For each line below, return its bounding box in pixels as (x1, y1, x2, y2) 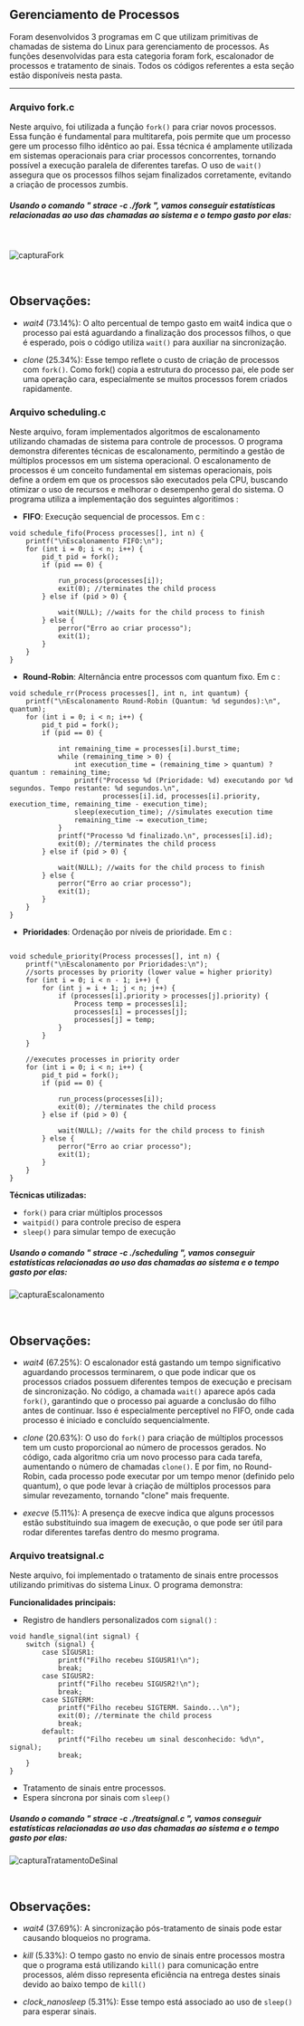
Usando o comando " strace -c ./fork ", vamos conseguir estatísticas (9, 199, 276, 211)
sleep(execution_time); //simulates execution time (73, 808, 273, 817)
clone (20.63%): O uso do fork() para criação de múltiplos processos (22, 1432, 284, 1443)
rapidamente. (22, 383, 72, 394)
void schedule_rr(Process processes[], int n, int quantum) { (9, 689, 249, 698)
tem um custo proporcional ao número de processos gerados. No (22, 1441, 267, 1452)
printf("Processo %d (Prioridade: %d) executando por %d (73, 776, 294, 786)
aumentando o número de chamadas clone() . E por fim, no (22, 1461, 242, 1472)
